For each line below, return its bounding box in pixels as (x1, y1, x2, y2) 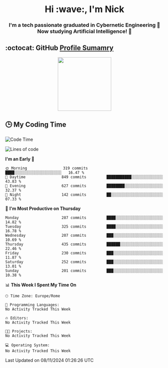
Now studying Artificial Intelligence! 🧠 (37, 28, 132, 35)
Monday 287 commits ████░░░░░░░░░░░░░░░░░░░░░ (5, 215, 163, 220)
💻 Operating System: (5, 342, 50, 348)
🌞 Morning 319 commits (5, 166, 88, 171)
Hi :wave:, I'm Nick (44, 4, 125, 15)
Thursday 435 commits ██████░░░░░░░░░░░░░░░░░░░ (5, 241, 163, 247)
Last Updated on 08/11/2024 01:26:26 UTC (5, 357, 94, 363)
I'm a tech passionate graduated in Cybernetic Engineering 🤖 (9, 22, 160, 29)
